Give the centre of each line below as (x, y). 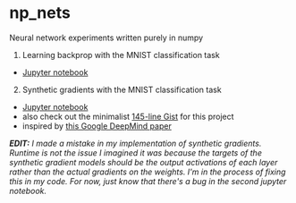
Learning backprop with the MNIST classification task (121, 55)
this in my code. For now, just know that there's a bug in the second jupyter (148, 181)
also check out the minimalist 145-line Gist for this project (128, 116)
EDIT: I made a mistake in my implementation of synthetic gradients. (135, 143)
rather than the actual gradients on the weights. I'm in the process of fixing (148, 172)
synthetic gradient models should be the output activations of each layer (144, 162)
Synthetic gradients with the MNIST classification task (122, 89)
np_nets (40, 13)
